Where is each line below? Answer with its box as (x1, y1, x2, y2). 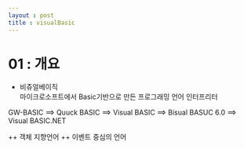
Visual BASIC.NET (8, 116, 67, 125)
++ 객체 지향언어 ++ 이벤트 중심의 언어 (8, 133, 127, 142)
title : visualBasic (8, 19, 76, 27)
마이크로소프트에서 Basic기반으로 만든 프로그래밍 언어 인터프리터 (19, 92, 218, 102)
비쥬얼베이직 (19, 82, 59, 92)
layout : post (8, 11, 55, 20)
